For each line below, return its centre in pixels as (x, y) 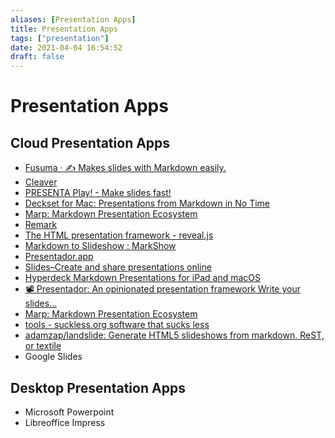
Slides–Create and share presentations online (118, 267)
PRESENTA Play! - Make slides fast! (98, 193)
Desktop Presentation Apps (98, 387)
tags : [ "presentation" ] (60, 38)
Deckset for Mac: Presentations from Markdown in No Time (147, 203)
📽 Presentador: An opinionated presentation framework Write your (163, 289)
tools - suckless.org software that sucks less (117, 325)
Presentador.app (59, 257)
